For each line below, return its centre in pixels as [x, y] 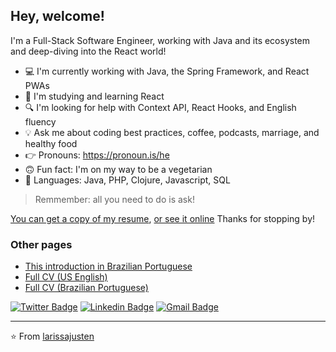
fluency [40, 121]
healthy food [51, 143]
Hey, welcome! [57, 16]
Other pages [41, 244]
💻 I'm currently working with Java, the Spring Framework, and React [167, 71]
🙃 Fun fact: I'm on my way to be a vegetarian [118, 169]
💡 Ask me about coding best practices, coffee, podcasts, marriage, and [172, 132]
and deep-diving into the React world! [88, 51]
